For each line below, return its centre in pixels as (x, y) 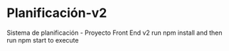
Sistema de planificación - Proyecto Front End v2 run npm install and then (114, 33)
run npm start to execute (43, 40)
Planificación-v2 (57, 13)
